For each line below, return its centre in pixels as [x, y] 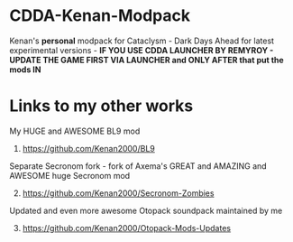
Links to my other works [101, 106]
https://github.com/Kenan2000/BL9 [88, 148]
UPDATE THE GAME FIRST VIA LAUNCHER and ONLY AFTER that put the [146, 60]
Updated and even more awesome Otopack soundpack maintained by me [146, 210]
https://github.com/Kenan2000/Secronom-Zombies [118, 193]
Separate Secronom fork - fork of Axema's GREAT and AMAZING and [138, 166]
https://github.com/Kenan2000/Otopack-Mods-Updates [127, 228]
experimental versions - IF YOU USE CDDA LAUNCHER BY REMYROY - [142, 50]
